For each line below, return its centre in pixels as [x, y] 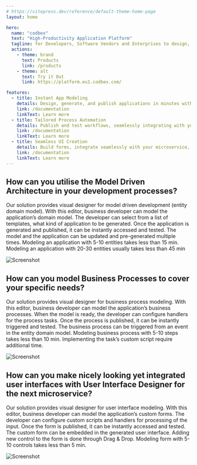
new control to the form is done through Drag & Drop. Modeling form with [95, 439]
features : [18, 93]
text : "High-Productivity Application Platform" [72, 39]
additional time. [25, 345]
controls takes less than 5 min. [50, 445]
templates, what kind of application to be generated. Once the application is [98, 224]
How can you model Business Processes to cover [98, 278]
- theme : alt [33, 71]
